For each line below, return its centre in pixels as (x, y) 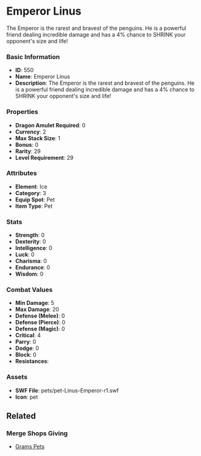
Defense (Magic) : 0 (40, 329)
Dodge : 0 (27, 348)
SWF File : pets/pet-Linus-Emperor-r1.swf (67, 390)
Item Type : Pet (34, 206)
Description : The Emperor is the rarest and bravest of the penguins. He (105, 83)
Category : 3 (31, 193)
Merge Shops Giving (37, 433)
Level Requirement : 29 (44, 157)
